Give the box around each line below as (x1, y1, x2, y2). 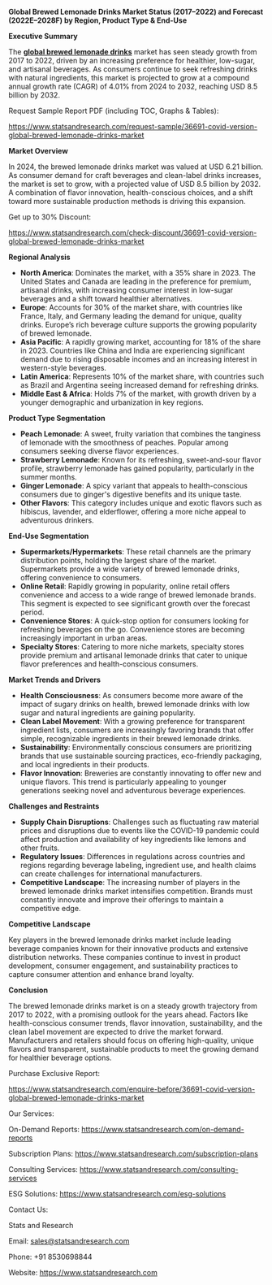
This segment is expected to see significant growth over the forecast (19, 599, 251, 608)
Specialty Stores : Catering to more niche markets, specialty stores (19, 642, 245, 651)
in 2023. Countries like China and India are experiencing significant (19, 345, 245, 355)
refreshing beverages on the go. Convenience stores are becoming (19, 625, 245, 634)
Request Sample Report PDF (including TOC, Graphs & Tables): (8, 106, 219, 115)
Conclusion (8, 985, 49, 995)
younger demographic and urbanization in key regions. (19, 397, 205, 407)
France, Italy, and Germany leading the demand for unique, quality (19, 311, 242, 320)
